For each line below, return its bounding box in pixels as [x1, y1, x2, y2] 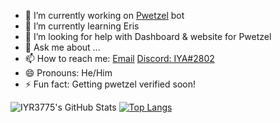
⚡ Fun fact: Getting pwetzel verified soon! [24, 78, 196, 90]
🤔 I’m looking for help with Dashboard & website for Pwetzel [24, 31, 272, 42]
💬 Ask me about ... [24, 41, 101, 53]
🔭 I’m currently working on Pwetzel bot [24, 10, 185, 21]
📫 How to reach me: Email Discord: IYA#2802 [24, 53, 215, 64]
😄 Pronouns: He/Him [24, 67, 113, 79]
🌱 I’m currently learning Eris [24, 20, 140, 32]
